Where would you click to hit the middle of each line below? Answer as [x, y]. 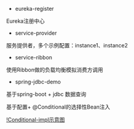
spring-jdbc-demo [38, 82]
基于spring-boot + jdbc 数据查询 [46, 94]
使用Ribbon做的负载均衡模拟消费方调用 [55, 70]
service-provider [36, 33]
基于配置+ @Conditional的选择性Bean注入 [58, 107]
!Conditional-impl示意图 [36, 120]
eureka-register [34, 9]
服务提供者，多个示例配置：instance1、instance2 [67, 45]
